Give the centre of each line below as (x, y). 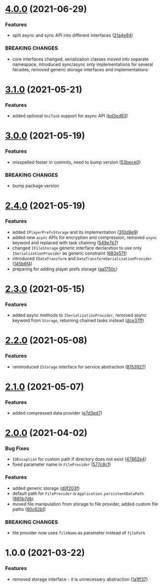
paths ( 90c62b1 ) (29, 509)
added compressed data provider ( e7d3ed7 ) (57, 413)
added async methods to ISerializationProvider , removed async (79, 315)
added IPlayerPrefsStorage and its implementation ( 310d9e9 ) (75, 232)
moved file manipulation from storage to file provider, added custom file (85, 504)
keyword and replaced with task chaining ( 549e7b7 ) (65, 242)
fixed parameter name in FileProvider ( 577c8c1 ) (61, 465)
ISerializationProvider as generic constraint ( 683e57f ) (70, 253)
